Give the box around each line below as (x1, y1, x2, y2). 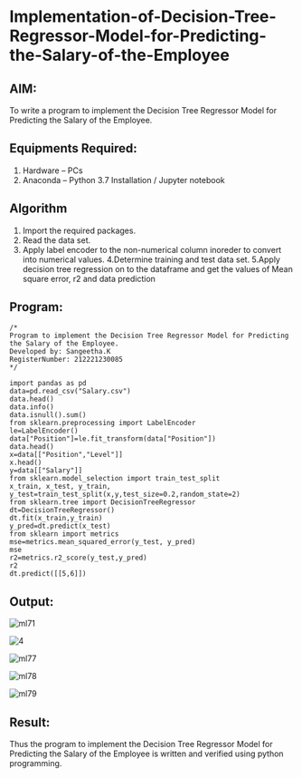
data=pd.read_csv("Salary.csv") (9, 387, 131, 396)
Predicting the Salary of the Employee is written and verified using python (9, 748, 284, 759)
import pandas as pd (9, 379, 88, 388)
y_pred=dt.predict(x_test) (9, 521, 111, 531)
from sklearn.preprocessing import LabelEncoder (9, 419, 196, 428)
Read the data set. (22, 234, 91, 246)
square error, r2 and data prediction (22, 273, 156, 284)
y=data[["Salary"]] (9, 466, 83, 475)
